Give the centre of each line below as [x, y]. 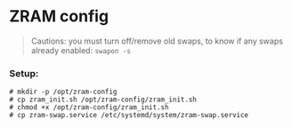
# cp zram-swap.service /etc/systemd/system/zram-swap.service [129, 116]
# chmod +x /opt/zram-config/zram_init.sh [89, 108]
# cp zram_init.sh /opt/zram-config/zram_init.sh [103, 100]
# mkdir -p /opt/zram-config [63, 92]
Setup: [24, 73]
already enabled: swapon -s [81, 50]
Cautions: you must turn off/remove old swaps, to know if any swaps [157, 41]
